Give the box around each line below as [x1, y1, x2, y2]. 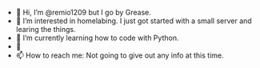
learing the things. [15, 25, 76, 34]
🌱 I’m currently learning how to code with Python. [15, 33, 179, 42]
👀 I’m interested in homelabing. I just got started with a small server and [15, 16, 252, 26]
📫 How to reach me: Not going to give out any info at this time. [15, 50, 224, 60]
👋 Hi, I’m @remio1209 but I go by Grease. [15, 8, 152, 17]
